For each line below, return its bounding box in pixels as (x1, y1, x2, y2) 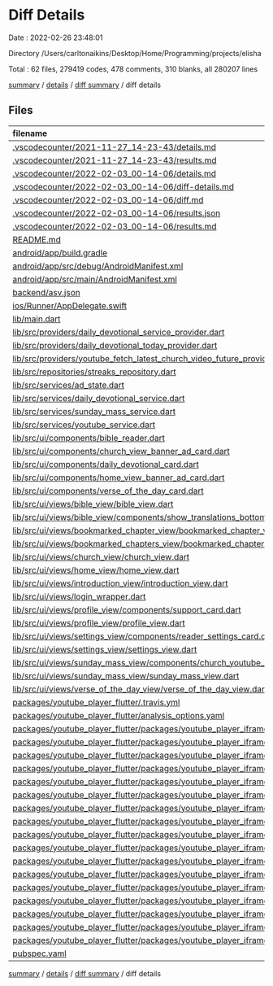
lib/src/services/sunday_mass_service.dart (12, 405, 176, 417)
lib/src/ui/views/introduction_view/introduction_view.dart (12, 578, 229, 589)
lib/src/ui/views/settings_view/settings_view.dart (12, 644, 197, 655)
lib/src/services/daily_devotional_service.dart (12, 392, 185, 404)
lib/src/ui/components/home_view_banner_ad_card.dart (12, 472, 225, 483)
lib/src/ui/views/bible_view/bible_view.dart (12, 498, 174, 509)
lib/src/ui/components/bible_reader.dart (12, 432, 165, 443)
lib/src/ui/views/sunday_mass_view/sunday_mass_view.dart (12, 670, 240, 681)
